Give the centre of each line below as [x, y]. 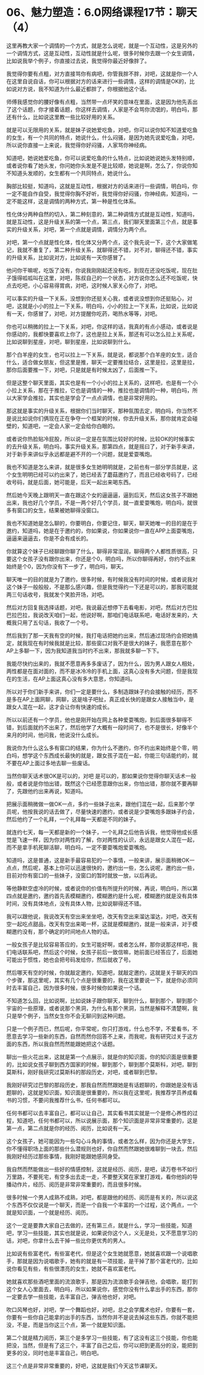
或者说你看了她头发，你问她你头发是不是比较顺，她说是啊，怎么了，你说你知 [102, 165]
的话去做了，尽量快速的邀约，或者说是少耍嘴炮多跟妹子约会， [121, 811]
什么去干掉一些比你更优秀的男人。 [86, 1240]
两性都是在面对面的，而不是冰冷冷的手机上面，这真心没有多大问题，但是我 [99, 671]
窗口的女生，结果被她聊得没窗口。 [59, 510]
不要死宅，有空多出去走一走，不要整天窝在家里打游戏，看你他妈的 [110, 1176]
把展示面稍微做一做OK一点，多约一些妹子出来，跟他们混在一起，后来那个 [98, 804]
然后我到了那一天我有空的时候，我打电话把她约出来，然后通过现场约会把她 [99, 635]
